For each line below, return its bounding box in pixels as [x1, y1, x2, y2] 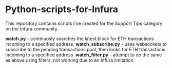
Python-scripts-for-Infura [5, 4, 119, 15]
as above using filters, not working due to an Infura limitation [5, 57, 133, 63]
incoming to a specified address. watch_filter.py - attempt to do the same [5, 52, 162, 58]
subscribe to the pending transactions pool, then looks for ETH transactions [5, 46, 166, 52]
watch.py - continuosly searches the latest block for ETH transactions [5, 36, 154, 42]
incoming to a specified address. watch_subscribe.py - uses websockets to [5, 41, 167, 47]
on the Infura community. [5, 25, 59, 31]
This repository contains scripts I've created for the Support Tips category [5, 20, 163, 26]
